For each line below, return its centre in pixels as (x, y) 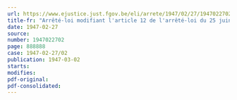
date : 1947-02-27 (33, 27)
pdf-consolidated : (34, 86)
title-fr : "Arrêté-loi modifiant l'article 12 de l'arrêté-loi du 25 (112, 20)
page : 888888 (26, 46)
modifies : (22, 73)
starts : (19, 66)
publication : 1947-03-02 (44, 60)
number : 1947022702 (36, 40)
